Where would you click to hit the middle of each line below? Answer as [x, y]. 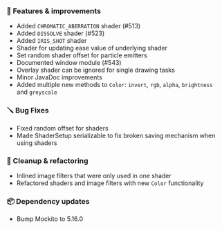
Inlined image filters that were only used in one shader [94, 175]
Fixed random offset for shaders [62, 128]
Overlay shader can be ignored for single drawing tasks [96, 70]
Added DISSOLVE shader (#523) [61, 33]
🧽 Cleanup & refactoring [47, 160]
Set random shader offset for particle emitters [82, 55]
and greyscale [37, 92]
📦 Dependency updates [48, 201]
